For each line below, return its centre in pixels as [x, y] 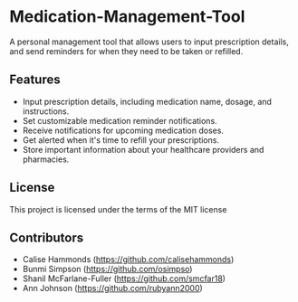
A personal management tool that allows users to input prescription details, [149, 42]
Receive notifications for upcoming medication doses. [123, 130]
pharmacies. [46, 159]
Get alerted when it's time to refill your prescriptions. [121, 140]
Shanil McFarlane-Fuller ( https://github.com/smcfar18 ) [124, 278]
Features [35, 80]
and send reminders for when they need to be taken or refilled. [126, 51]
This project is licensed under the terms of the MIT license [118, 209]
